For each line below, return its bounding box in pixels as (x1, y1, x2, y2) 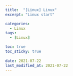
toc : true (5, 44, 26, 49)
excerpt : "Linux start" (5, 12, 55, 17)
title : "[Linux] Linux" (5, 7, 57, 13)
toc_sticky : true (5, 49, 41, 54)
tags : (5, 31, 16, 36)
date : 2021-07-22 (5, 58, 41, 63)
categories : (5, 21, 30, 26)
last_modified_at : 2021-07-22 (5, 63, 68, 68)
